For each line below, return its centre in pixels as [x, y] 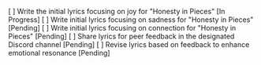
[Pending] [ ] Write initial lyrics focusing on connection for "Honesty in [122, 28]
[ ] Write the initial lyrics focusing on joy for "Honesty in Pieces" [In [117, 11]
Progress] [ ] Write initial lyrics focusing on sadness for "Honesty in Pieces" [131, 20]
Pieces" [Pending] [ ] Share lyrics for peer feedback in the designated [121, 36]
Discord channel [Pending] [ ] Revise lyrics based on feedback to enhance [129, 45]
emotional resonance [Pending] [59, 53]
